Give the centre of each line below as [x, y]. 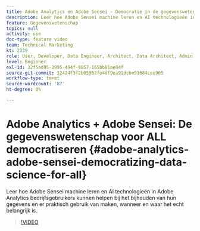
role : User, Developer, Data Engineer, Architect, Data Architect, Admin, [101, 56]
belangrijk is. [22, 210]
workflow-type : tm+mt [33, 78]
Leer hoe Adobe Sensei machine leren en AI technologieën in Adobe [90, 191]
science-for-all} [47, 175]
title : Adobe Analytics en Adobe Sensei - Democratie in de [82, 12]
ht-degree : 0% [24, 90]
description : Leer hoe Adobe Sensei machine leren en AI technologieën [97, 17]
